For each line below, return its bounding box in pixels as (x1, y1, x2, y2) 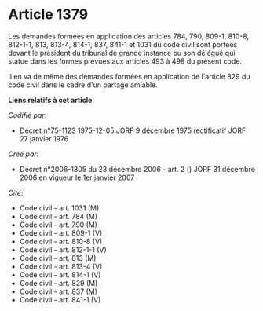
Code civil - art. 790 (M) (19, 220, 98, 229)
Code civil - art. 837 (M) (19, 287, 98, 296)
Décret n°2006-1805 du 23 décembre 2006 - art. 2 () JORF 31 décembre (19, 164, 255, 174)
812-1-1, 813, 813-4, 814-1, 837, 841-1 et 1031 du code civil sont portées (8, 39, 238, 49)
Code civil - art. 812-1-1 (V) (19, 245, 108, 254)
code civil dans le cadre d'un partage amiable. (8, 80, 159, 90)
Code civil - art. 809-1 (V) (19, 228, 103, 237)
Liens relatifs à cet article (8, 95, 93, 104)
